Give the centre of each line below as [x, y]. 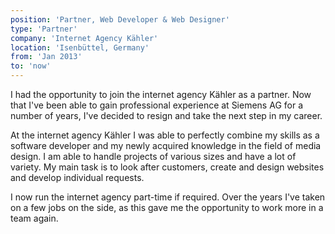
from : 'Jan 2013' [46, 57]
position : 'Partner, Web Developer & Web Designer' [120, 19]
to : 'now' [31, 66]
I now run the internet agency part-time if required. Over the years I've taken [168, 197]
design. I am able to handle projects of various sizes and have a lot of [153, 156]
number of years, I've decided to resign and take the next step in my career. [166, 115]
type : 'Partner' [44, 29]
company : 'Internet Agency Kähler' [84, 38]
